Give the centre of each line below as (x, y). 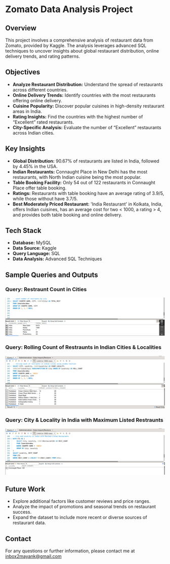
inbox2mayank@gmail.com (33, 556)
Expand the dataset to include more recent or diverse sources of (80, 517)
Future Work (25, 489)
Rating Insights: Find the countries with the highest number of (78, 116)
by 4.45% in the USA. (35, 166)
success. (22, 512)
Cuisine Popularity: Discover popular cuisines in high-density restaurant (88, 106)
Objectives (23, 72)
